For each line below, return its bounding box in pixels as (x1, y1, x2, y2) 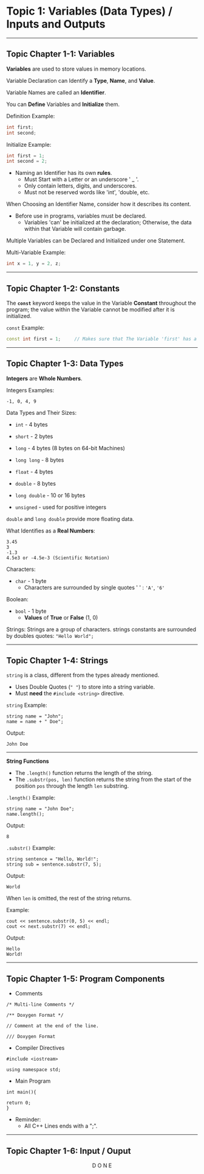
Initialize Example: (6, 141, 52, 148)
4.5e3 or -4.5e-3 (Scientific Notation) (6, 554, 110, 561)
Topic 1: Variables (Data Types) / (6, 4, 173, 18)
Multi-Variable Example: (6, 249, 66, 256)
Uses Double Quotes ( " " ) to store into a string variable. (15, 684, 155, 691)
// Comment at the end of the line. (6, 1023, 99, 1029)
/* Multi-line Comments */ (6, 1002, 75, 1008)
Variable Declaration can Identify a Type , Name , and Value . (6, 77, 155, 84)
